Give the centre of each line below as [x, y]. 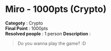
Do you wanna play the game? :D [52, 43]
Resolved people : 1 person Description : [48, 33]
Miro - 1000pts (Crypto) [56, 9]
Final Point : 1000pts [27, 28]
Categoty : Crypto [24, 23]
